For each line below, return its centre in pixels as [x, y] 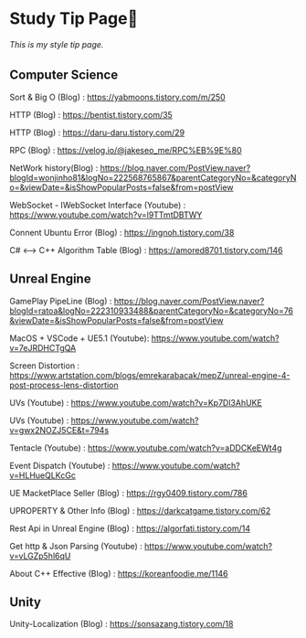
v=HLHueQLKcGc [42, 475]
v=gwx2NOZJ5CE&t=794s [59, 430]
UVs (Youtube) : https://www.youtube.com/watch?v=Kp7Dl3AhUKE [136, 402]
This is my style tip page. [57, 44]
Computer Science [64, 75]
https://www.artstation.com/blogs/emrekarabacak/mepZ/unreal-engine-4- [150, 375]
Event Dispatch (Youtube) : [60, 465]
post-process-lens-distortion [64, 385]
